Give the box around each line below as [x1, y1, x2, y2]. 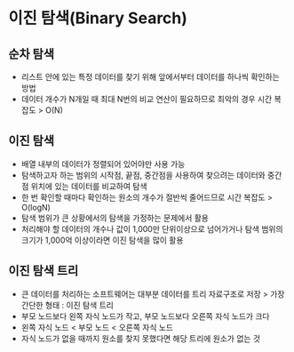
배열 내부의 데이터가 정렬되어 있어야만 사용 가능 [20, 158, 186, 169]
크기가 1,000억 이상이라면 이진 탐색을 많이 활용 [20, 235, 184, 245]
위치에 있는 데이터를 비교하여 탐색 [30, 180, 147, 191]
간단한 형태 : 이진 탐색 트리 [20, 300, 115, 310]
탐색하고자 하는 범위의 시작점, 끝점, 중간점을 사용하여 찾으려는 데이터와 [20, 170, 266, 180]
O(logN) [20, 202, 51, 212]
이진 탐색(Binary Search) [8, 8, 188, 28]
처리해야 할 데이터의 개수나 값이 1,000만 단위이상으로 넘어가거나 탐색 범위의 [20, 223, 283, 234]
